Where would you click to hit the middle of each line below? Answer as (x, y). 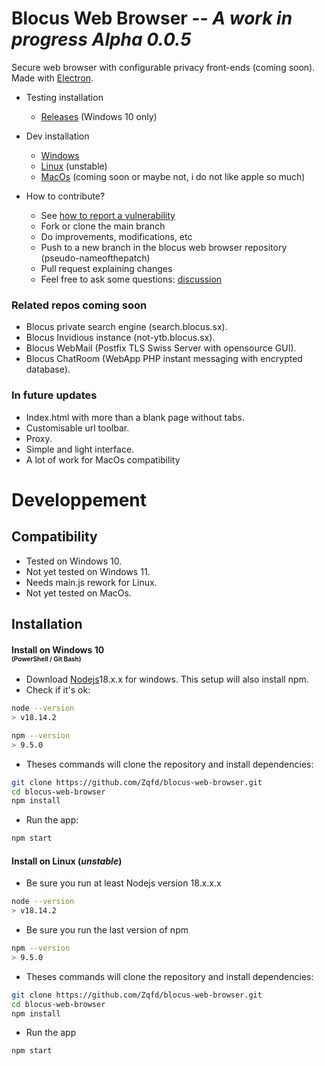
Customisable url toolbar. (77, 428)
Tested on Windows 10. (74, 561)
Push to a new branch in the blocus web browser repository (164, 247)
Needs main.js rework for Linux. (91, 582)
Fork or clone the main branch (103, 226)
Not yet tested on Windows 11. (88, 571)
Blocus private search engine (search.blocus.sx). (126, 327)
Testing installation (64, 97)
